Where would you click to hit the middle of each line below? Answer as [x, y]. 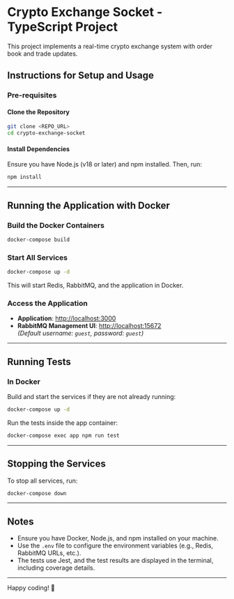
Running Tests [39, 362]
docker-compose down [37, 493]
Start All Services [38, 257]
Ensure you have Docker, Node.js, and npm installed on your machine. [118, 538]
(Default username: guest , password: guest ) [80, 333]
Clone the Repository [38, 111]
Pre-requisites [32, 95]
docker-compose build [39, 240]
